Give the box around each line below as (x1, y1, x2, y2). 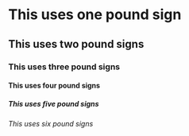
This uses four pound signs (8, 81, 101, 91)
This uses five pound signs (8, 99, 99, 108)
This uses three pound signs (8, 61, 121, 72)
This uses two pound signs (8, 37, 145, 51)
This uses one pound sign (8, 6, 182, 24)
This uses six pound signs (8, 119, 94, 129)
